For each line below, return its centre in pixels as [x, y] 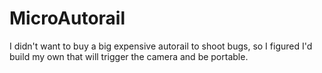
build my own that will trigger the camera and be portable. [129, 56]
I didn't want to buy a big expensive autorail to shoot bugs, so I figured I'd [161, 46]
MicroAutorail [67, 18]
